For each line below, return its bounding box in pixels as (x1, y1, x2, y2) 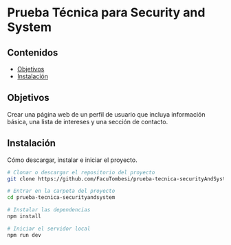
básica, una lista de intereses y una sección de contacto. (7, 117, 168, 126)
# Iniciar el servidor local (7, 225, 91, 232)
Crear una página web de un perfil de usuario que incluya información (7, 110, 206, 118)
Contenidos (7, 47, 58, 58)
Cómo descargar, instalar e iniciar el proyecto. (7, 156, 137, 164)
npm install (7, 213, 41, 220)
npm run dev (7, 231, 41, 238)
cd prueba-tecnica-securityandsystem (7, 194, 115, 201)
